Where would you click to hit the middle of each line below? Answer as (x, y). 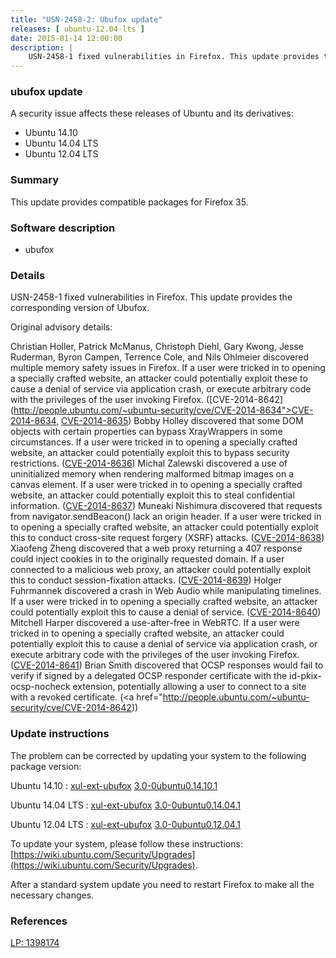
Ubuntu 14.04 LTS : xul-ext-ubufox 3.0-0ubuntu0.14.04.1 (125, 805)
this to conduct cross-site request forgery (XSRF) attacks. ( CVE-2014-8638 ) (167, 538)
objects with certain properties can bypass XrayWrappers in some (146, 432)
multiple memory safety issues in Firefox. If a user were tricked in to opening (168, 368)
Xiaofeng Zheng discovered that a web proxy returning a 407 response (156, 548)
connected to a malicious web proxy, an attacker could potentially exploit (160, 570)
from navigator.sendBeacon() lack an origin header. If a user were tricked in (166, 517)
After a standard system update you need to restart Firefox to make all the (162, 884)
